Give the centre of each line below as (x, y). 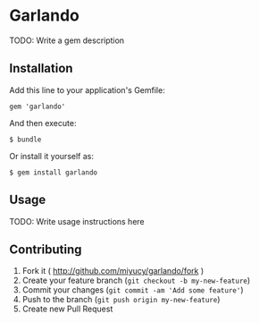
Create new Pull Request (67, 309)
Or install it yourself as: (51, 156)
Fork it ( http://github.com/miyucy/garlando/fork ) (113, 271)
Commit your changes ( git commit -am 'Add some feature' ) (133, 290)
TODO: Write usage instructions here (77, 221)
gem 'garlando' (38, 106)
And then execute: (43, 123)
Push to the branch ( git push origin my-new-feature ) (121, 300)
